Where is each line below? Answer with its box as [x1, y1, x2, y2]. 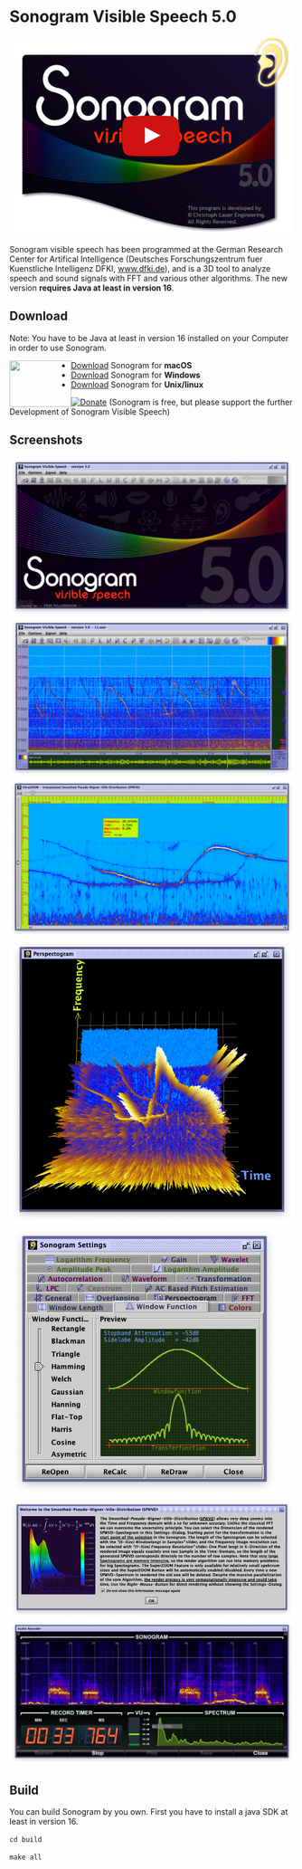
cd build [9, 1836, 42, 1845]
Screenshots [9, 433, 83, 448]
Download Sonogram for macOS [71, 359, 193, 370]
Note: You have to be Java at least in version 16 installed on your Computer [9, 332, 289, 343]
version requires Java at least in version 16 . [9, 282, 175, 293]
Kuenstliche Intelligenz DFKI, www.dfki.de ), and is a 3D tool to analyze [9, 262, 271, 273]
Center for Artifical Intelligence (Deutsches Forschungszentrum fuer [9, 253, 263, 264]
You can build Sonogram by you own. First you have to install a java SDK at [9, 1807, 288, 1817]
